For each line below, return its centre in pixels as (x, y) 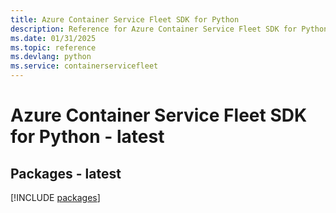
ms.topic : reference (53, 47)
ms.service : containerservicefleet (84, 66)
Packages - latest (66, 173)
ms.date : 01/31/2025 (53, 38)
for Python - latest (87, 137)
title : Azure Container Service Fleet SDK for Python (125, 19)
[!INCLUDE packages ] (55, 197)
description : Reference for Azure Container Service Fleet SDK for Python (169, 29)
